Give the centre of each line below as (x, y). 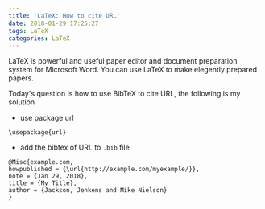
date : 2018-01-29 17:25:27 (54, 23)
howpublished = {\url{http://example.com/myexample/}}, (104, 170)
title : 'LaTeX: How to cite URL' (64, 16)
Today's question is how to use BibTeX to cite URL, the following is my (124, 94)
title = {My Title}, (43, 183)
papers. (21, 78)
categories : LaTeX (39, 38)
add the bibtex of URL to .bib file (75, 148)
